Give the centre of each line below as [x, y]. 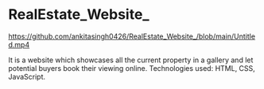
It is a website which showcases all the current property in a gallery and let [131, 60]
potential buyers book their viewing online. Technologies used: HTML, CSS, [132, 68]
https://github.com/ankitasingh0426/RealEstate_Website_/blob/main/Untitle [132, 36]
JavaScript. [27, 76]
